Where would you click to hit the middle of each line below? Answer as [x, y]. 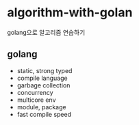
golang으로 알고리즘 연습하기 [46, 32]
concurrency [35, 92]
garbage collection [43, 85]
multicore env [36, 100]
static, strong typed [45, 70]
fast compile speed [44, 114]
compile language [42, 78]
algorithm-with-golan [70, 13]
